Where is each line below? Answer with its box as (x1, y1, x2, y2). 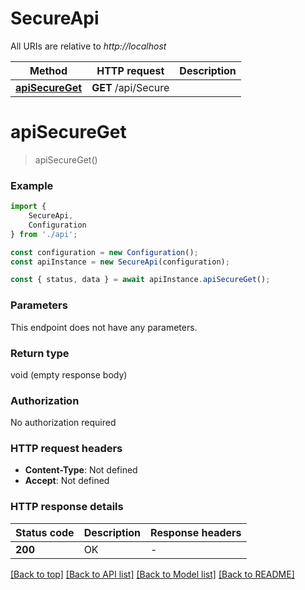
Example (10, 178, 54, 192)
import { (10, 202, 47, 212)
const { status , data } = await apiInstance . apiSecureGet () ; (10, 275, 271, 285)
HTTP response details (10, 500, 124, 514)
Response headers (150, 525, 242, 539)
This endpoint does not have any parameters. (10, 321, 198, 333)
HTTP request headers (10, 442, 123, 456)
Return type (10, 346, 70, 360)
